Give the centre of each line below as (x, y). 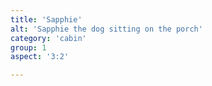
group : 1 (28, 47)
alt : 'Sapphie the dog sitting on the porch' (106, 29)
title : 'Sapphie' (46, 19)
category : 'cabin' (48, 38)
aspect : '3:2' (40, 57)
